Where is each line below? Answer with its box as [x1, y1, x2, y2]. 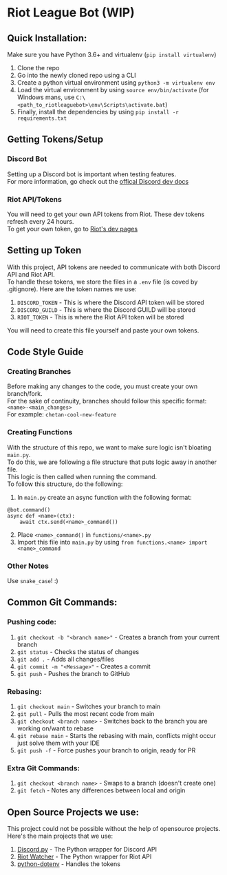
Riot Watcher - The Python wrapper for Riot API [17, 852, 152, 861]
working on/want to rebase [17, 724, 94, 732]
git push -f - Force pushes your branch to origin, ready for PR [17, 746, 196, 755]
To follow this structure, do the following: [7, 480, 123, 488]
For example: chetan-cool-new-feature [7, 410, 117, 419]
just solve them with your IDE [17, 739, 100, 748]
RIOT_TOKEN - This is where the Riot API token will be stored [17, 313, 184, 321]
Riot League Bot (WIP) [7, 5, 136, 21]
